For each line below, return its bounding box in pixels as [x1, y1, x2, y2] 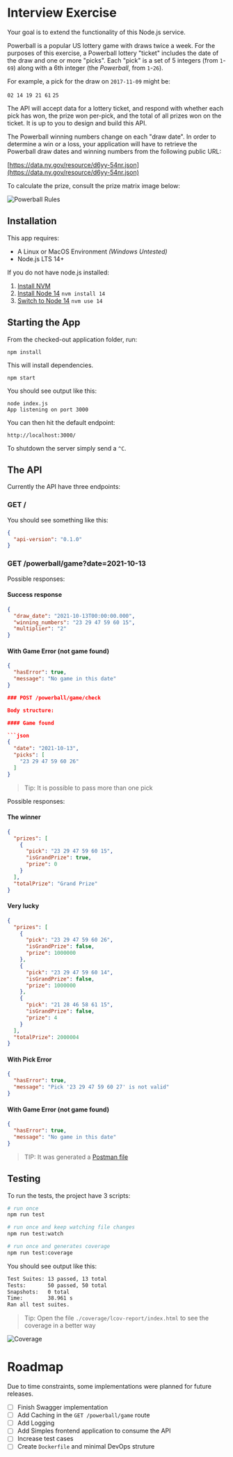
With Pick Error [7, 1055, 52, 1063]
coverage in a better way [24, 1321, 96, 1330]
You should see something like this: [7, 515, 109, 524]
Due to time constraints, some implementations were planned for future [7, 1382, 212, 1391]
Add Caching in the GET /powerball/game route [17, 1411, 150, 1419]
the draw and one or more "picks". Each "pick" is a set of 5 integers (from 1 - [7, 56, 226, 64]
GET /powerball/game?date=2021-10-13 [7, 559, 146, 568]
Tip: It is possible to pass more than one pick [24, 784, 153, 792]
